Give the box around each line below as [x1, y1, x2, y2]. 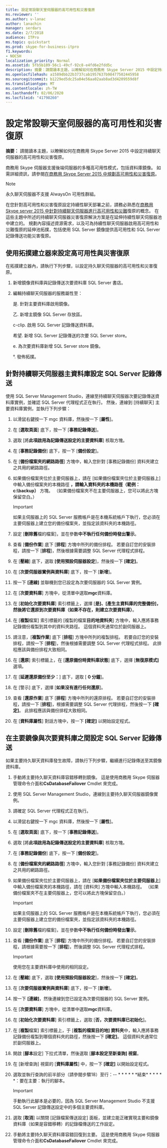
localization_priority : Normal [5, 58, 70, 63]
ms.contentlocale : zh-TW [5, 86, 57, 91]
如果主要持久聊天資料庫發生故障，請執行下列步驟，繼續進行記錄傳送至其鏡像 [5, 757, 162, 764]
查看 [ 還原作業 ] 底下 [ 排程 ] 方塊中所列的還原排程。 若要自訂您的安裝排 [12, 695, 156, 701]
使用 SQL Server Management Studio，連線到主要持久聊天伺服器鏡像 [12, 791, 154, 797]
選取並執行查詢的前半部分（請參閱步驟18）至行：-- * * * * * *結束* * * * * [12, 1071, 162, 1077]
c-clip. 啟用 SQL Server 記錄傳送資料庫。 [12, 322, 97, 328]
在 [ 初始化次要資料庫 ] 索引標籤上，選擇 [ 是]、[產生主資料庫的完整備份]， [12, 600, 161, 606]
